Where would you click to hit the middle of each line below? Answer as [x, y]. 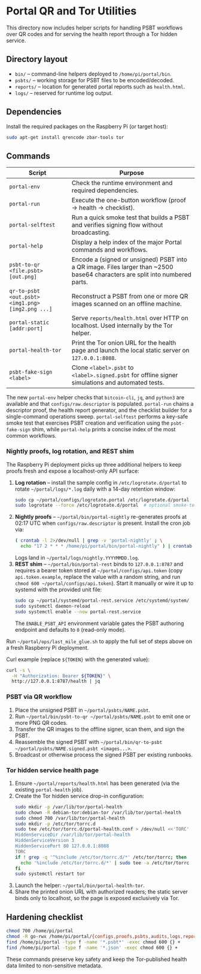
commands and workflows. [109, 250]
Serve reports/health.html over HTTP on [130, 318]
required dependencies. [105, 190]
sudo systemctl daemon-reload [53, 606]
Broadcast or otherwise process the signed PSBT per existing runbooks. [104, 754]
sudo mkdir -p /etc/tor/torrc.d [55, 824]
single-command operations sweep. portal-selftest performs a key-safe [97, 417]
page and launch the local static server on [130, 351]
